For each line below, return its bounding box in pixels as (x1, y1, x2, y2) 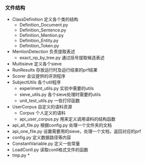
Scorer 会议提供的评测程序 (12, 73, 66, 79)
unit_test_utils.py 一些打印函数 (19, 98, 80, 104)
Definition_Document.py (19, 22, 68, 28)
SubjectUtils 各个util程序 (12, 80, 61, 85)
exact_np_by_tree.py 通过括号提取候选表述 (19, 55, 105, 61)
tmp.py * (12, 152, 30, 158)
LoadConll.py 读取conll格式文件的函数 (12, 147, 88, 153)
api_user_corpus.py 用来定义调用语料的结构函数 (19, 116, 116, 122)
